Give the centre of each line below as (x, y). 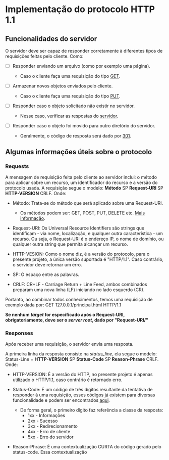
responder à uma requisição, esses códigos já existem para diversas (84, 395)
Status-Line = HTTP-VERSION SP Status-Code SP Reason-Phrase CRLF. (82, 359)
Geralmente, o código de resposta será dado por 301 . (76, 136)
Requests (17, 166)
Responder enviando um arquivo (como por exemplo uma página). (81, 66)
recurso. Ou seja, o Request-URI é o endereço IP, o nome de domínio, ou (88, 239)
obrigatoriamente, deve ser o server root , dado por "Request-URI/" (77, 320)
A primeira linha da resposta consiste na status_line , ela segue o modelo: (81, 354)
